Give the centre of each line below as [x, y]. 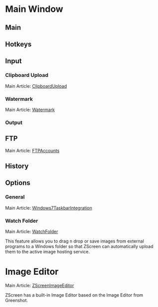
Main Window [34, 9]
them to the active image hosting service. [48, 252]
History [17, 166]
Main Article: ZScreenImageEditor [40, 285]
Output [14, 123]
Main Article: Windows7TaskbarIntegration [49, 208]
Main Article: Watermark [30, 110]
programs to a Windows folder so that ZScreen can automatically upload [79, 246]
